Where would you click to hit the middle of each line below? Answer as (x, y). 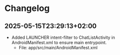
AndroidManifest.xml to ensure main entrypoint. (59, 43)
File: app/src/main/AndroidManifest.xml (58, 48)
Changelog (27, 8)
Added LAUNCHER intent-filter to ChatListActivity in (63, 37)
